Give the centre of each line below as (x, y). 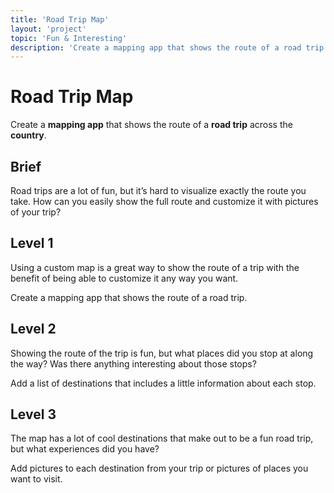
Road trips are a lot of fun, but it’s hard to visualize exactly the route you (158, 190)
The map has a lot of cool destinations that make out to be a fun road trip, (162, 438)
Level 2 (33, 329)
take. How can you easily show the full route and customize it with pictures (164, 201)
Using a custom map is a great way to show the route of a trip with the (155, 267)
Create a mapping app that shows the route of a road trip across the (151, 125)
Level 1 (32, 243)
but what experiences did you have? (85, 449)
